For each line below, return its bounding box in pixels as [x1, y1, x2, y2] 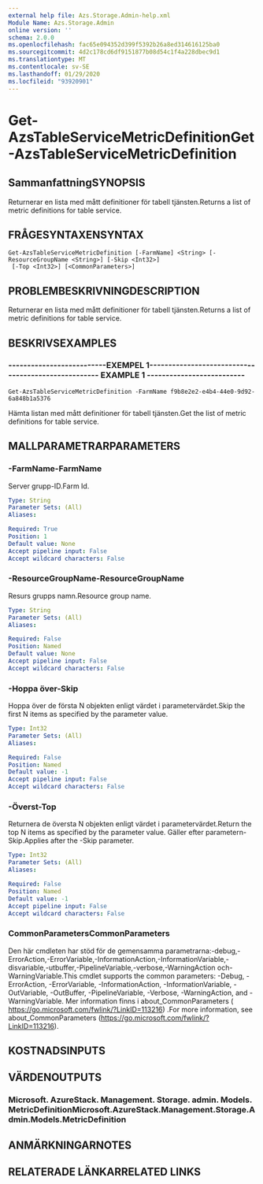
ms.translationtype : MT [8, 56, 87, 64]
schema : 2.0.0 [8, 33, 55, 42]
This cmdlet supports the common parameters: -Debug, [63, 971, 245, 981]
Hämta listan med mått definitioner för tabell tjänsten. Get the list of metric [8, 408, 246, 418]
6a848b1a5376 [8, 395, 51, 403]
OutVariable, [8, 988, 49, 997]
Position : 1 [8, 533, 47, 540]
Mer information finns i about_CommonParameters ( [65, 996, 234, 1005]
